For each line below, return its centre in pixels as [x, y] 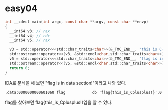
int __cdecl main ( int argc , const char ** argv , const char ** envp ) [77, 22]
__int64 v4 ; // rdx [30, 36]
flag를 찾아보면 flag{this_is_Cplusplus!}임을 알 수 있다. [59, 102]
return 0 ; [20, 68]
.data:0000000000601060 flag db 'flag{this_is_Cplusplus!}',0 [84, 92]
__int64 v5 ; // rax [30, 40]
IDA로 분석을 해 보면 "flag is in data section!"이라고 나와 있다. [66, 83]
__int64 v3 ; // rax [30, 31]
